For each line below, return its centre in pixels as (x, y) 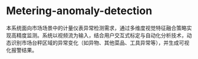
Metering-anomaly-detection (79, 11)
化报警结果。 (22, 50)
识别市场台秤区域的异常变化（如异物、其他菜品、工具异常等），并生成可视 (100, 42)
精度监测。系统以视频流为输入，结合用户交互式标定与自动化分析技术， (101, 35)
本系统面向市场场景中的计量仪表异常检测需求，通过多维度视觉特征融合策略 (96, 28)
